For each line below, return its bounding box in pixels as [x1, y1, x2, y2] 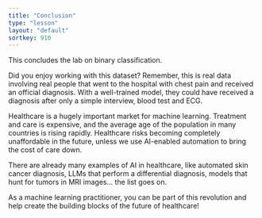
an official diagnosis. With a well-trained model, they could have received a [8, 88, 254, 98]
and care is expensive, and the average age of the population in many [8, 120, 237, 129]
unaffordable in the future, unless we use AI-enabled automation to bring [8, 136, 247, 147]
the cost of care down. [8, 145, 83, 155]
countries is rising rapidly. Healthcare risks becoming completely [8, 128, 221, 138]
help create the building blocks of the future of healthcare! [8, 201, 200, 211]
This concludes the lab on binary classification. [8, 55, 163, 65]
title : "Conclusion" [8, 11, 77, 20]
